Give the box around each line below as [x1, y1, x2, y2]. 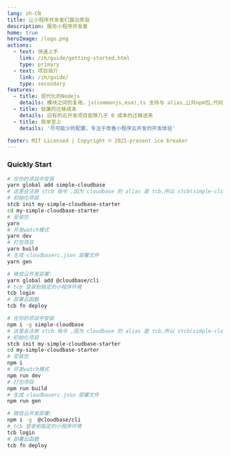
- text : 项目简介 [13, 67, 59, 74]
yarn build [7, 245, 38, 252]
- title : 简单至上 [13, 118, 62, 125]
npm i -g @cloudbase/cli [7, 416, 81, 424]
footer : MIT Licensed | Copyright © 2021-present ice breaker [7, 137, 188, 144]
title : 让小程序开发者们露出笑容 [7, 16, 90, 23]
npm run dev [7, 372, 41, 379]
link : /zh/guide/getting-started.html [19, 55, 130, 62]
